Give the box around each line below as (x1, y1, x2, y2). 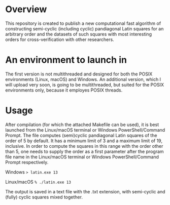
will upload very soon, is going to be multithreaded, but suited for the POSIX (5, 81, 164, 88)
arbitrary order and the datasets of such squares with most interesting (5, 31, 152, 37)
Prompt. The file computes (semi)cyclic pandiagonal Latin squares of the (5, 132, 157, 138)
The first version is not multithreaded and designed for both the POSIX (5, 71, 153, 77)
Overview (5, 4, 47, 15)
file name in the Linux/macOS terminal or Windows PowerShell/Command (5, 153, 159, 160)
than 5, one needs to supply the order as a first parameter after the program (5, 148, 164, 154)
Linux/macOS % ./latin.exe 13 (5, 179, 71, 185)
